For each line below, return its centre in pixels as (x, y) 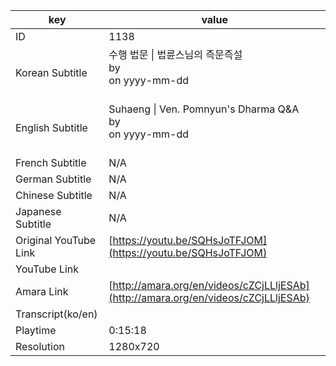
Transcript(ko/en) (56, 314)
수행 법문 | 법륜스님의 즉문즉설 (175, 54)
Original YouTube (56, 240)
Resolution (40, 346)
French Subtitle (51, 162)
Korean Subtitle (51, 72)
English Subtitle (51, 127)
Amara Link (42, 291)
